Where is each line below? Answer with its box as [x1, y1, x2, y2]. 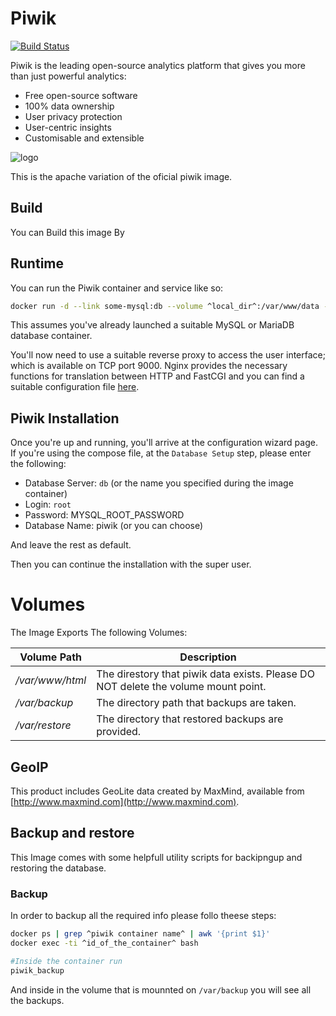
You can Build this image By [10, 226, 125, 238]
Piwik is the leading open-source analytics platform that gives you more [10, 59, 306, 71]
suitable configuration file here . [10, 381, 140, 393]
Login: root [24, 498, 72, 511]
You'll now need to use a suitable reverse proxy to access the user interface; [10, 349, 326, 361]
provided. [96, 725, 142, 739]
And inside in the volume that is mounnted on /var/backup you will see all [10, 983, 312, 996]
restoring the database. [10, 862, 107, 874]
